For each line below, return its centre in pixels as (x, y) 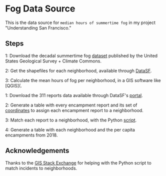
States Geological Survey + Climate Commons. (53, 61)
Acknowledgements (37, 151)
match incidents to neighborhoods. (41, 168)
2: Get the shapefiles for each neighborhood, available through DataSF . (78, 70)
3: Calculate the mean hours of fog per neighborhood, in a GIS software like (83, 80)
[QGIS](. (14, 85)
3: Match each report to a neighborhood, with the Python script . (71, 120)
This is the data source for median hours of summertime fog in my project (80, 22)
